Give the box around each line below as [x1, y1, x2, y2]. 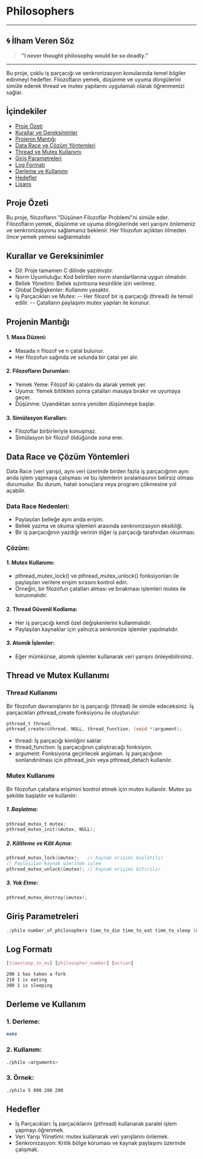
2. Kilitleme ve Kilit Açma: [6, 840, 72, 847]
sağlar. [6, 89, 23, 96]
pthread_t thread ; [6, 720, 53, 727]
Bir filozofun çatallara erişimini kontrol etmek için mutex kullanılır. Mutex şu [6, 785, 192, 792]
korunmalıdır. [14, 592, 48, 599]
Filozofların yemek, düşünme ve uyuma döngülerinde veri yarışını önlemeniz [6, 220, 196, 228]
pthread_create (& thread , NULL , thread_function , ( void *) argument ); [6, 726, 182, 732]
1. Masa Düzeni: [6, 333, 47, 341]
